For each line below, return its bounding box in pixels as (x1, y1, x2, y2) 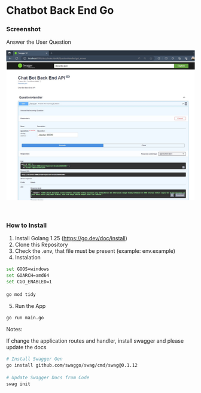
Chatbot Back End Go (6, 4, 114, 17)
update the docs (6, 343, 47, 350)
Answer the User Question (6, 38, 72, 46)
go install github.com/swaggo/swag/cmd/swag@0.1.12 (6, 362, 138, 368)
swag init (6, 381, 31, 387)
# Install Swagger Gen (6, 356, 63, 362)
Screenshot (6, 25, 41, 34)
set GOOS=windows (6, 266, 50, 273)
